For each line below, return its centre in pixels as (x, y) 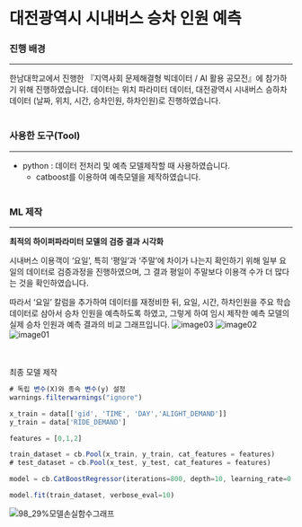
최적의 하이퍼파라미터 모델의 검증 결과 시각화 (87, 242)
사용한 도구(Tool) (45, 136)
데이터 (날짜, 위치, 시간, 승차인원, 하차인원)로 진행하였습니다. (115, 101)
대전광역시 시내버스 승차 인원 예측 (125, 18)
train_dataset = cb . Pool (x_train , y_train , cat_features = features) (142, 454)
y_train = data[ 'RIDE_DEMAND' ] (68, 422)
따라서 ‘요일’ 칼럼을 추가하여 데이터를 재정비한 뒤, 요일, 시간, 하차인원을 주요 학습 (150, 303)
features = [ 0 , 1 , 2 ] (46, 438)
